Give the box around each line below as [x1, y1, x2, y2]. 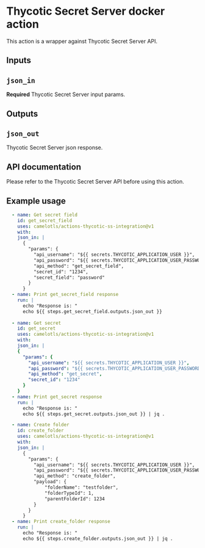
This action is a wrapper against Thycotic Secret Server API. [6, 37, 157, 45]
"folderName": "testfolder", [45, 484, 119, 491]
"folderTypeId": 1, [45, 490, 95, 496]
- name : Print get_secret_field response [12, 292, 119, 298]
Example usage [6, 196, 66, 206]
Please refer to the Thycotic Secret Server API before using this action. [6, 178, 184, 185]
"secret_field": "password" [33, 274, 105, 281]
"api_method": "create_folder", [33, 473, 116, 480]
